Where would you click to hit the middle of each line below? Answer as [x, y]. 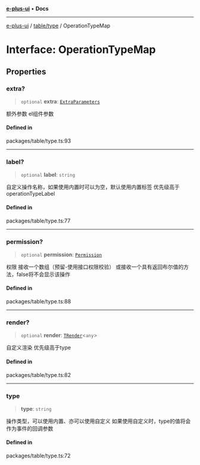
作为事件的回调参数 [30, 428]
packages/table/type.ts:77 [38, 221]
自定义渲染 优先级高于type [39, 348]
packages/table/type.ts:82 [39, 375]
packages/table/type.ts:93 [39, 141]
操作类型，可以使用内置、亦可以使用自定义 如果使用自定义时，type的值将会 [99, 421]
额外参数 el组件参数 [30, 114]
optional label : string [48, 175]
